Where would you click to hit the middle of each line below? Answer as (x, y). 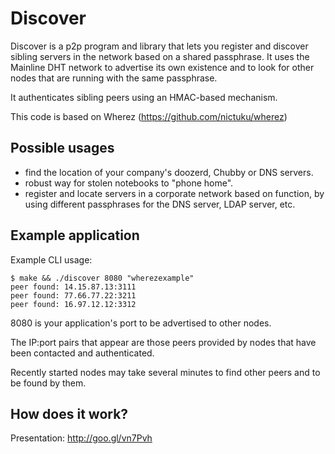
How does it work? (69, 413)
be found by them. (48, 383)
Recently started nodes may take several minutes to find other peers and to (165, 372)
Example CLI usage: (51, 259)
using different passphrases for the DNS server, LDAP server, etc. (160, 204)
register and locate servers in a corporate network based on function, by (174, 193)
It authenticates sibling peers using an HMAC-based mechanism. (144, 97)
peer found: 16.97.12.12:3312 (73, 304)
